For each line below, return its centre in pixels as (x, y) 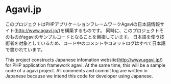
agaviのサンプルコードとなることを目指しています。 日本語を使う (91, 37)
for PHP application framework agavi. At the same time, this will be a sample (86, 65)
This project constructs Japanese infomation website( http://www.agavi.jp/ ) (84, 60)
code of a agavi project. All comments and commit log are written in (77, 70)
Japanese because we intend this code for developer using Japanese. (79, 76)
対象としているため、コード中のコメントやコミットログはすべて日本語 (92, 43)
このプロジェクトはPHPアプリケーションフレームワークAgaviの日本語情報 (83, 24)
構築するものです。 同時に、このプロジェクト (112, 30)
